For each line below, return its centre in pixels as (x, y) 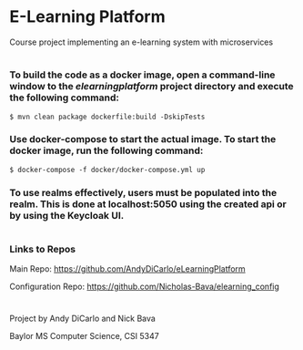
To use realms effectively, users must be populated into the (143, 192)
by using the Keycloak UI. (67, 215)
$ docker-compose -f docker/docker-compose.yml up (107, 170)
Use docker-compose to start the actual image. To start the (143, 139)
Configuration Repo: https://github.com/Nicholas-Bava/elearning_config (145, 287)
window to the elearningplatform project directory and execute (151, 87)
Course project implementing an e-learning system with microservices (141, 42)
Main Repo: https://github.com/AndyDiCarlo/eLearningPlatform (127, 269)
